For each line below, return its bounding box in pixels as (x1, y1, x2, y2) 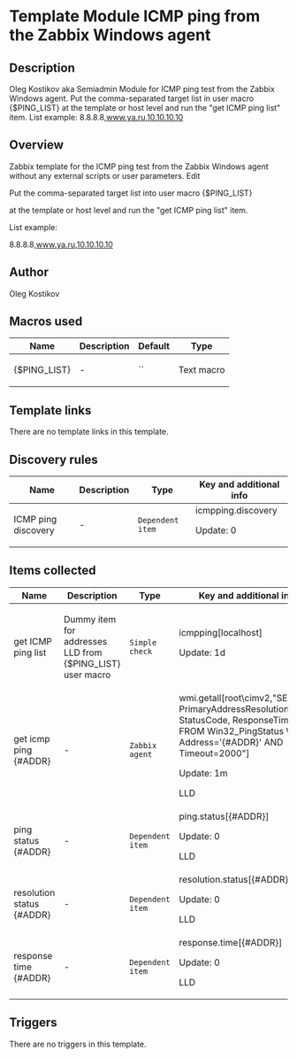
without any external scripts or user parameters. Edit (9, 170, 201, 181)
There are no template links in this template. (9, 427, 170, 437)
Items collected (9, 563, 96, 578)
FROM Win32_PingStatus (179, 724, 285, 737)
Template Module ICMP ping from (9, 6, 261, 27)
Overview (9, 137, 65, 152)
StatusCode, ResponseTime (179, 714, 294, 726)
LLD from (63, 646, 103, 659)
